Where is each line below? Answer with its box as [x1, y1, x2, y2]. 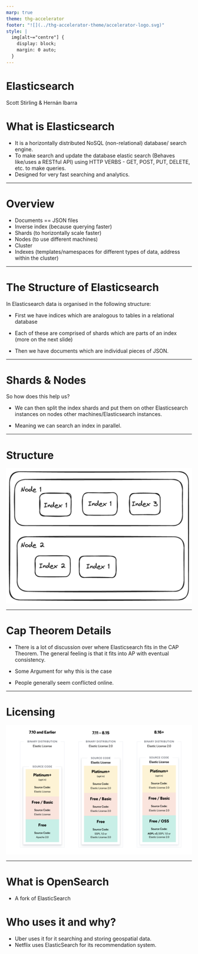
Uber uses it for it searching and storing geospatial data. [14, 935, 152, 942]
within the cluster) [14, 254, 59, 262]
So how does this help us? [6, 393, 70, 400]
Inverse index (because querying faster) [14, 223, 113, 230]
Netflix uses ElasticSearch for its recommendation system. [14, 941, 157, 948]
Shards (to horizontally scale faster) [14, 229, 102, 236]
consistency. [14, 656, 46, 663]
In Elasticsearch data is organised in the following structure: [6, 300, 151, 307]
